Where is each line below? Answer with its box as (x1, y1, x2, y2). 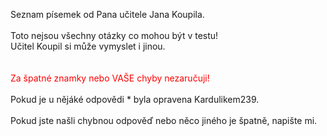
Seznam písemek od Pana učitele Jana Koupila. (10, 9, 205, 20)
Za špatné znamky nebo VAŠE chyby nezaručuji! (10, 72, 210, 84)
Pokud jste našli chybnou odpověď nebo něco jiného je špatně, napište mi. (10, 115, 318, 126)
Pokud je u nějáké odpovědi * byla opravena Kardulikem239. (10, 94, 260, 105)
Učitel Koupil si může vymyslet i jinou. (10, 40, 166, 52)
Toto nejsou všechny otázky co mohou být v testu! (10, 30, 219, 41)
